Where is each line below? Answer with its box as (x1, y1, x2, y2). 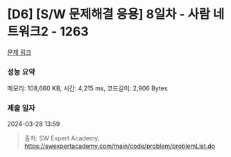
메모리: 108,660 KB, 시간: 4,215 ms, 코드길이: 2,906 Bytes (7, 84, 168, 92)
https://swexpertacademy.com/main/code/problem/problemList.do (24, 142, 216, 150)
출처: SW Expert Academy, (24, 133, 100, 142)
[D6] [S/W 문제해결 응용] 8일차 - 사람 (7, 6, 210, 22)
